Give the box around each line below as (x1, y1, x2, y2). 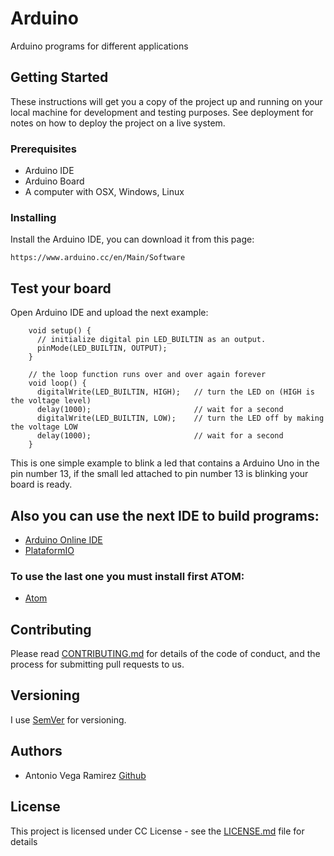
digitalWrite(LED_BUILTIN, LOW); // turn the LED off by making (36, 413, 325, 424)
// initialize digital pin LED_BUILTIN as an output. (36, 335, 267, 345)
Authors (10, 743, 63, 760)
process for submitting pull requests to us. (10, 658, 185, 671)
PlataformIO (24, 544, 75, 556)
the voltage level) (10, 396, 92, 406)
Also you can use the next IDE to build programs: (10, 507, 320, 524)
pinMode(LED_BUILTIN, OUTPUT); (36, 343, 168, 354)
